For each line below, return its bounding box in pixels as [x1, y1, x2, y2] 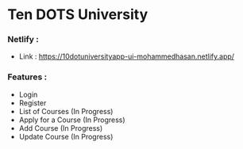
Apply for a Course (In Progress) [18, 115, 125, 124]
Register [18, 97, 47, 108]
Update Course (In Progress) [18, 132, 114, 141]
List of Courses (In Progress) [18, 106, 114, 116]
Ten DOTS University [7, 6, 148, 24]
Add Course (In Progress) [18, 123, 103, 132]
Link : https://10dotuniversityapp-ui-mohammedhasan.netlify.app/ [18, 52, 235, 61]
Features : [7, 71, 48, 82]
